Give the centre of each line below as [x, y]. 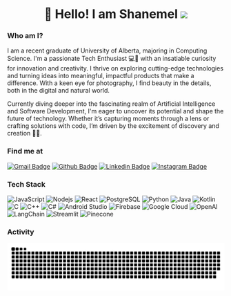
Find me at [25, 151]
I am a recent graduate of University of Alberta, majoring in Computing [107, 50]
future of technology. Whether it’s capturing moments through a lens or [108, 119]
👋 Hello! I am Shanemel [111, 14]
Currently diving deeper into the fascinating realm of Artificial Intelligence [111, 104]
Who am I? [25, 36]
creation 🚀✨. [25, 133]
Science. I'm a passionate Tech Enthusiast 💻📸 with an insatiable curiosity [112, 59]
